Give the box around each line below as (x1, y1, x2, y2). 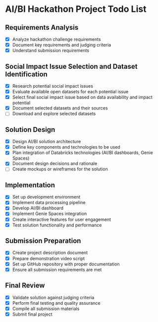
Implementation (5, 181, 55, 189)
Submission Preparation (5, 237, 81, 245)
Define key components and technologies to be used (12, 144, 120, 150)
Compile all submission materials (12, 306, 80, 312)
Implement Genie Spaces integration (12, 211, 87, 216)
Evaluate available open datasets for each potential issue (12, 89, 129, 95)
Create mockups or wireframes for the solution (12, 166, 108, 172)
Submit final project (12, 311, 53, 317)
